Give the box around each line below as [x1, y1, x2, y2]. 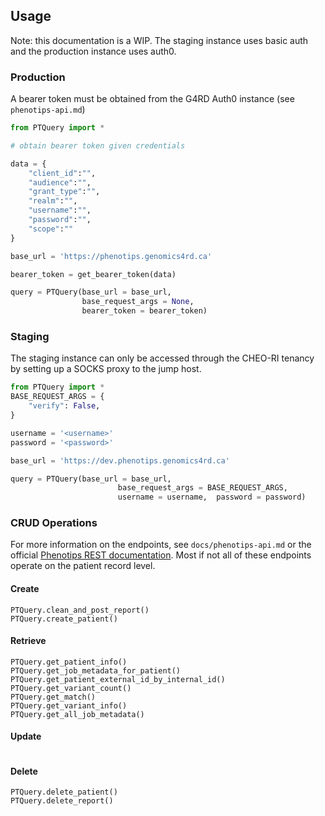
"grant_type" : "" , [28, 187, 101, 197]
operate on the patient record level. [10, 560, 156, 572]
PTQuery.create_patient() [10, 614, 118, 624]
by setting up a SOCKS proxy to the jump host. [10, 363, 202, 375]
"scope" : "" [28, 224, 74, 234]
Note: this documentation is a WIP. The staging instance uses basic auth [10, 34, 309, 46]
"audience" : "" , [28, 177, 92, 188]
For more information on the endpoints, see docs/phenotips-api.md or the [10, 539, 312, 551]
